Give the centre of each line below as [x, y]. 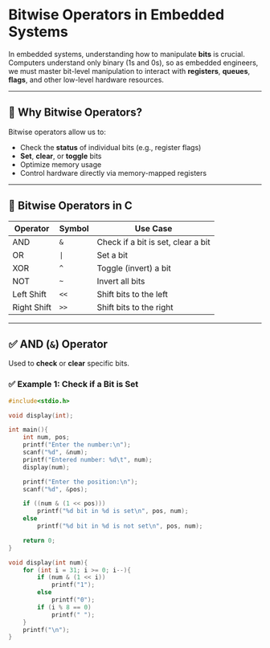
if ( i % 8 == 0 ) [64, 607]
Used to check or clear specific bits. [69, 364]
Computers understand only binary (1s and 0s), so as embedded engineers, [133, 63]
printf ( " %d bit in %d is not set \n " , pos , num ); [120, 526]
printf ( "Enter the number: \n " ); [77, 445]
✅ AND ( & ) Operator [58, 344]
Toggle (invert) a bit [134, 268]
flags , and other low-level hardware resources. [86, 79]
